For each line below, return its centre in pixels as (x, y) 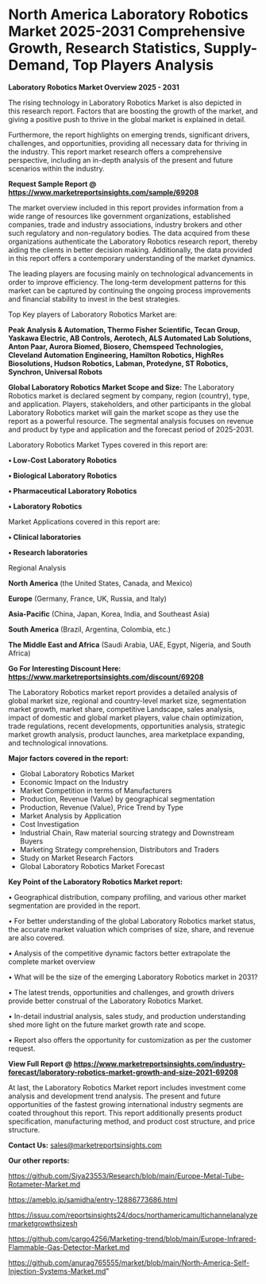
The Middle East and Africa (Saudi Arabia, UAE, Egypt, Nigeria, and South (130, 644)
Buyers (31, 841)
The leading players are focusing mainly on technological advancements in (131, 273)
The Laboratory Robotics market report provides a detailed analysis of (123, 692)
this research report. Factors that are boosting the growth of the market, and (133, 111)
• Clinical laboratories (45, 536)
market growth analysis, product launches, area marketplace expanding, (126, 734)
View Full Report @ (40, 1063)
